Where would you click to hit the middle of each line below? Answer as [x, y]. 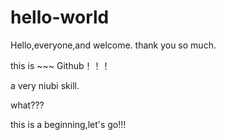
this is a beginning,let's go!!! [68, 124]
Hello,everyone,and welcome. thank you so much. [113, 45]
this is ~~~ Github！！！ [60, 65]
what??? [27, 105]
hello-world [60, 17]
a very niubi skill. [45, 85]
